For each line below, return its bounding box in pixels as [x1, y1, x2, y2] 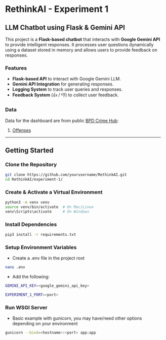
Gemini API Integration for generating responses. [12, 81, 114, 87]
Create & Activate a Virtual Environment [5, 189, 103, 196]
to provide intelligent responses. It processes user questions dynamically [5, 42, 154, 48]
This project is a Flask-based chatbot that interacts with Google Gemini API [5, 36, 161, 42]
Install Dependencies [5, 221, 57, 228]
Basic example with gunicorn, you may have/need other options [12, 315, 142, 321]
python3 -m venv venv [5, 200, 50, 205]
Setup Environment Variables [5, 244, 77, 251]
